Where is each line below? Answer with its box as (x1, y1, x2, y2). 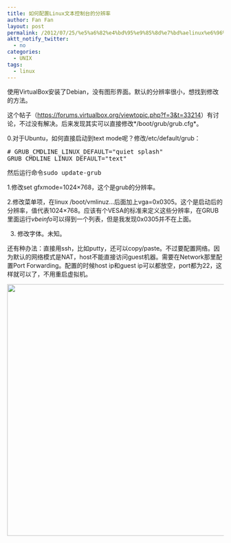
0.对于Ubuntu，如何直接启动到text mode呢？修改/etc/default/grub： (7, 134, 201, 142)
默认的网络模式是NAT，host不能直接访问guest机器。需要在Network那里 (12, 253, 217, 261)
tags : (7, 61, 23, 68)
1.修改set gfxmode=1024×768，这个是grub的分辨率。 (7, 183, 159, 191)
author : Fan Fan (7, 17, 54, 23)
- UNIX (13, 55, 32, 62)
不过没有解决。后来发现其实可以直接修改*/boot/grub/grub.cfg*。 (19, 119, 203, 127)
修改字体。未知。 (16, 229, 66, 237)
